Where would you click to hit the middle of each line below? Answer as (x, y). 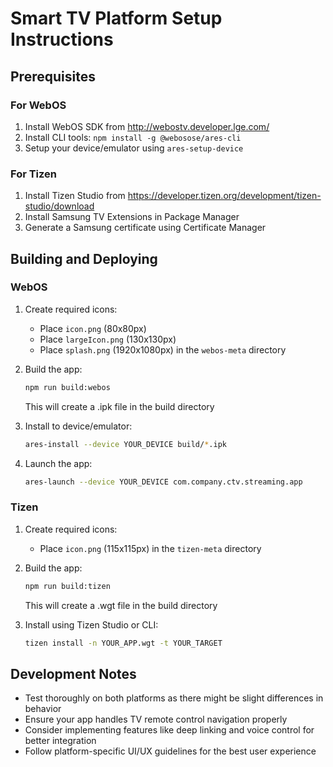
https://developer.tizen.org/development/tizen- (224, 196)
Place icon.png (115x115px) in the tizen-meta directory (150, 548)
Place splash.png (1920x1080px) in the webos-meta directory (163, 349)
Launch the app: (58, 463)
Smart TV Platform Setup (116, 18)
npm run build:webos (67, 387)
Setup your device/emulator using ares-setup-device (134, 148)
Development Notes (73, 673)
